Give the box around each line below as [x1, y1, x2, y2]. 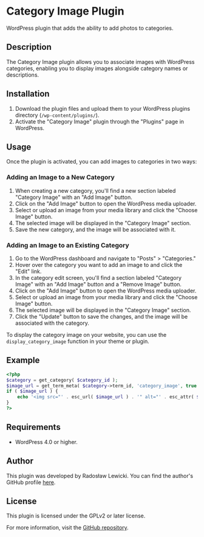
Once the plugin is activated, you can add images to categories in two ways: [6, 158, 197, 165]
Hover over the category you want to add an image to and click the [15, 261, 183, 268]
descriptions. [6, 71, 39, 78]
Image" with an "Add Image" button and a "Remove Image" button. [15, 280, 182, 288]
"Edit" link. [15, 268, 42, 275]
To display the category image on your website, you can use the [6, 331, 167, 338]
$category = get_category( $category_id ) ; [6, 377, 118, 383]
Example [6, 355, 40, 366]
